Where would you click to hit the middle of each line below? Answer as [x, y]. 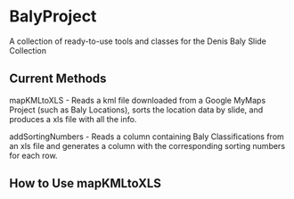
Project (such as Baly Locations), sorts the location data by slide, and [136, 110]
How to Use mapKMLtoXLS [86, 183]
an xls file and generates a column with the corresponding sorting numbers [147, 145]
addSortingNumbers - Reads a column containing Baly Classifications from [147, 137]
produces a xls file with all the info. [73, 119]
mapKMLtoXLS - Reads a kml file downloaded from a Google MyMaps [138, 100]
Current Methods [58, 79]
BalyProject [53, 17]
